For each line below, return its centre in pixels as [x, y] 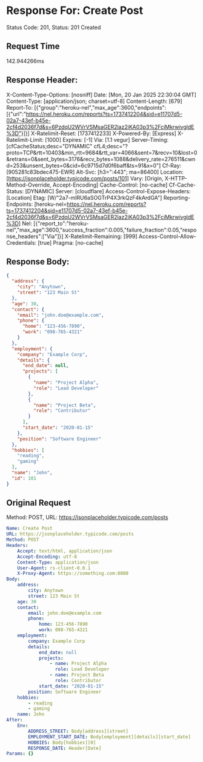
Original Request [38, 503]
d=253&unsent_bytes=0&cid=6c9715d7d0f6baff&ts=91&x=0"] [84, 165]
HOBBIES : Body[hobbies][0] [62, 743]
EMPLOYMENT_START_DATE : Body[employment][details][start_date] [109, 737]
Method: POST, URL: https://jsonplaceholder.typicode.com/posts [87, 517]
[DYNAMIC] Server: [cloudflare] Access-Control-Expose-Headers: [108, 191]
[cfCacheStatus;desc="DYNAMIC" [49, 146]
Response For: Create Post [75, 11]
